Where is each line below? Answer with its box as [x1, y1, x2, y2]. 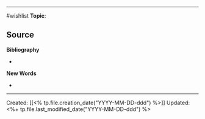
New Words [6, 70, 37, 77]
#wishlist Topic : [6, 12, 46, 19]
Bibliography [6, 46, 40, 53]
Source [6, 30, 35, 40]
